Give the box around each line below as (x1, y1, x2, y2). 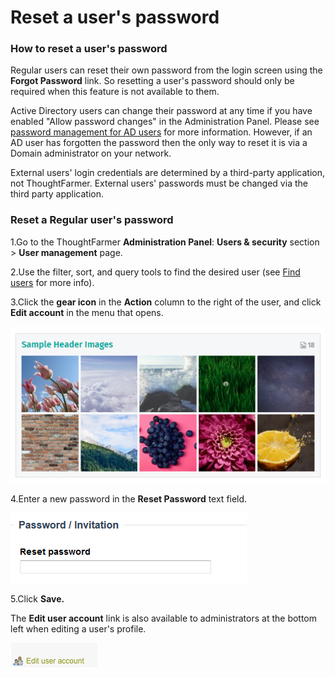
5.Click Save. (10, 593, 65, 605)
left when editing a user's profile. (10, 623, 147, 635)
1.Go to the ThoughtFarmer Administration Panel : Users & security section (10, 236, 320, 248)
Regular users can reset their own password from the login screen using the (10, 64, 323, 76)
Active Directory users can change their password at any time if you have (10, 105, 313, 117)
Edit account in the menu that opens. (10, 306, 164, 318)
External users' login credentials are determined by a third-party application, (10, 167, 326, 179)
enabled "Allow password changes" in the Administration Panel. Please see (10, 116, 320, 128)
